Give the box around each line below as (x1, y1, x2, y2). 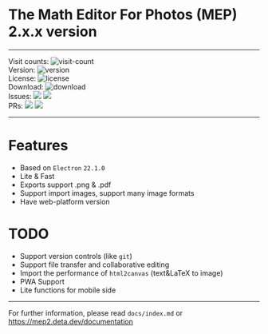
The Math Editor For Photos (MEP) (8, 6, 238, 24)
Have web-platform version (19, 197, 110, 206)
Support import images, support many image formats (19, 188, 195, 197)
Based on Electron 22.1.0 (19, 162, 105, 173)
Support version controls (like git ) (19, 251, 133, 260)
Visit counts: (8, 56, 49, 66)
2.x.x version (8, 22, 97, 41)
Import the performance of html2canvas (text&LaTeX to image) (19, 268, 223, 277)
